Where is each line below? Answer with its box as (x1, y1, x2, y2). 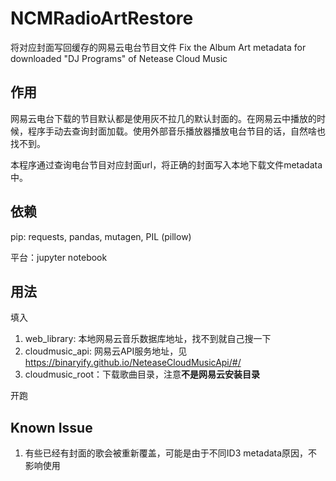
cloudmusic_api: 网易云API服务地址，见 (24, 345, 188, 357)
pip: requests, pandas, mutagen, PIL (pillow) (10, 230, 192, 242)
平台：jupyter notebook (10, 251, 108, 263)
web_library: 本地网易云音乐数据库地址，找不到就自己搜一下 (24, 333, 272, 345)
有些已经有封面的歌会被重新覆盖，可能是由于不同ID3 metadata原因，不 (24, 447, 318, 459)
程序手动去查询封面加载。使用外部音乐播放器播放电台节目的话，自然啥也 (27, 125, 326, 137)
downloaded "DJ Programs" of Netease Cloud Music (10, 52, 228, 64)
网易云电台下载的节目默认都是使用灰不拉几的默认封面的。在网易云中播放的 (10, 112, 317, 124)
